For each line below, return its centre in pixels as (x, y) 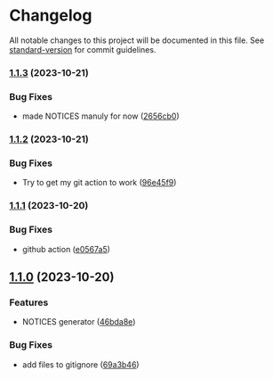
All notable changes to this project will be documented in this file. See (137, 40)
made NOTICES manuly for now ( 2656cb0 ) (100, 116)
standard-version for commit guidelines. (83, 49)
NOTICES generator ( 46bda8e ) (79, 322)
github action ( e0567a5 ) (66, 249)
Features (29, 302)
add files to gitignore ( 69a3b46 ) (80, 364)
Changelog (51, 16)
